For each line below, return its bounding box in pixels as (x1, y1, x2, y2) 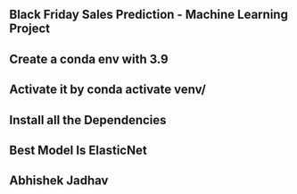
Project (9, 21, 51, 37)
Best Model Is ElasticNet (9, 142, 147, 157)
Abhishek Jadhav (9, 173, 109, 189)
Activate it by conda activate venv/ (9, 82, 207, 97)
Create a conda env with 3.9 (9, 51, 169, 66)
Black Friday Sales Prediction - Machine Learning (9, 7, 288, 22)
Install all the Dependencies (9, 112, 167, 128)
